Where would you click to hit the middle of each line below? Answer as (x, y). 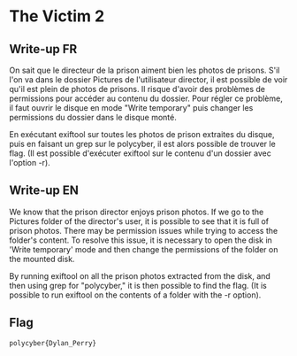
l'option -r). (30, 163)
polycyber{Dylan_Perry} (53, 343)
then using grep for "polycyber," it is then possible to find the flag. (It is (138, 285)
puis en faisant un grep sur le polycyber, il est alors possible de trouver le (142, 144)
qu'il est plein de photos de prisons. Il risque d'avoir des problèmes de (137, 89)
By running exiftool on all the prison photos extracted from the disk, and (140, 275)
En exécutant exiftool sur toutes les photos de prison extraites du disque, (142, 134)
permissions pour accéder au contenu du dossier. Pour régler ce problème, (146, 98)
